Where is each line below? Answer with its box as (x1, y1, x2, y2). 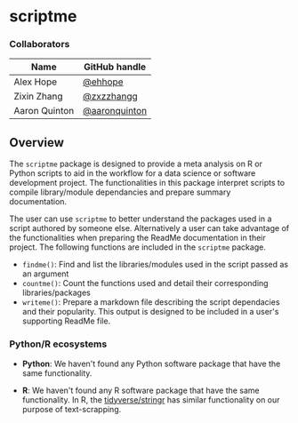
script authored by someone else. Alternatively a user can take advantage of (9, 223, 290, 234)
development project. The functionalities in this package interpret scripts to (9, 178, 286, 188)
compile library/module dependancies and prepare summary (9, 187, 231, 197)
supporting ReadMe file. (21, 315, 111, 326)
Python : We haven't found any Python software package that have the (21, 358, 281, 369)
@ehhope (83, 76, 124, 88)
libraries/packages (21, 287, 91, 299)
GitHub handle (83, 60, 147, 73)
